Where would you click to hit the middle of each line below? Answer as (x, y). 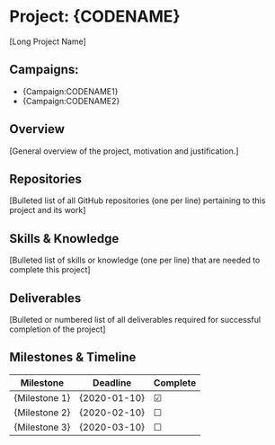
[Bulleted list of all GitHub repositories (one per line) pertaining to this (137, 200)
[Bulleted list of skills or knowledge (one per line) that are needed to (135, 260)
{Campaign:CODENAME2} (71, 101)
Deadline (112, 382)
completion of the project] (58, 329)
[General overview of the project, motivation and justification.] (124, 151)
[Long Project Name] (48, 41)
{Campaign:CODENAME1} (70, 91)
